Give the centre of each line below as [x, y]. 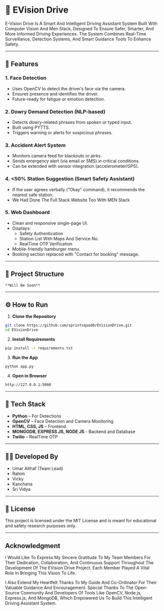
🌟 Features [22, 64]
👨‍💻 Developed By [32, 457]
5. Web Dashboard [27, 213]
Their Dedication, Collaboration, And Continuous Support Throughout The [79, 563]
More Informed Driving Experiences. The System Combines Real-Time [76, 34]
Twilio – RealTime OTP [35, 436]
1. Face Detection [26, 78]
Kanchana [22, 484]
